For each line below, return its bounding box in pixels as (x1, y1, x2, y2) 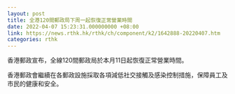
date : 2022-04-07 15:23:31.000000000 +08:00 (7, 23, 139, 30)
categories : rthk (7, 36, 58, 43)
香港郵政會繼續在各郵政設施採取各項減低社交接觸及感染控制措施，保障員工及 (7, 71, 228, 79)
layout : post (7, 10, 45, 17)
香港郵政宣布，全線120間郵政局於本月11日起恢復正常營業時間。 (7, 56, 188, 65)
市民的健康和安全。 (7, 79, 63, 88)
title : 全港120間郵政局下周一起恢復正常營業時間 (7, 17, 133, 24)
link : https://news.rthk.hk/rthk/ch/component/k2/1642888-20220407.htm (7, 29, 220, 37)
